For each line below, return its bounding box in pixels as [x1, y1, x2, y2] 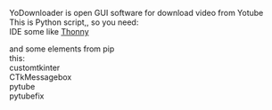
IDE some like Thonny [9, 27, 89, 36]
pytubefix [9, 90, 45, 101]
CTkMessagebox [9, 72, 72, 82]
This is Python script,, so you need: [9, 17, 139, 27]
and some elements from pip [9, 43, 115, 54]
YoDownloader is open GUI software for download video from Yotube [9, 8, 264, 18]
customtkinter [9, 62, 61, 73]
